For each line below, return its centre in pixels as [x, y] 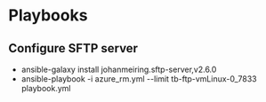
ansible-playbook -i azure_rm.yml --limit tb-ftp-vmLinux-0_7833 [139, 79]
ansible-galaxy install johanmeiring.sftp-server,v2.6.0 [119, 69]
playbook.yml [46, 88]
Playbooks [48, 16]
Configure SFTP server [73, 48]
